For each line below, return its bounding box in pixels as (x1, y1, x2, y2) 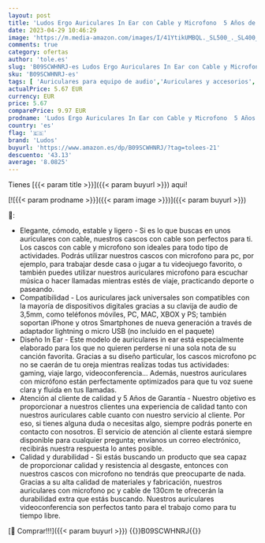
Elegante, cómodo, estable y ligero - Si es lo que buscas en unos (19, 226, 231, 235)
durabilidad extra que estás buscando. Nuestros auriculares (19, 494, 215, 504)
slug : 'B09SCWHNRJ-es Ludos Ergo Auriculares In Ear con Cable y (8, 63, 227, 71)
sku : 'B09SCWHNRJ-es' (8, 70, 80, 78)
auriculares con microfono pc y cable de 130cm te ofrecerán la (19, 486, 224, 496)
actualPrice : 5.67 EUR (8, 84, 83, 93)
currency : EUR (8, 92, 55, 100)
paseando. (19, 285, 55, 294)
